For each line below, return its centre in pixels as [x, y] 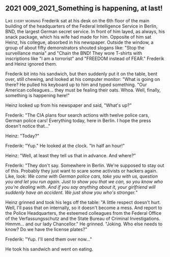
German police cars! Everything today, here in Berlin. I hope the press [78, 120]
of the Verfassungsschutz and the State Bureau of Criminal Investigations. [83, 218]
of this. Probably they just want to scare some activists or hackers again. [81, 170]
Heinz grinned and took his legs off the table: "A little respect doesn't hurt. [83, 202]
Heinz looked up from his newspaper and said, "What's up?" [69, 105]
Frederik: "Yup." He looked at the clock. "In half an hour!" [65, 146]
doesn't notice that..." [28, 126]
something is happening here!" [38, 95]
